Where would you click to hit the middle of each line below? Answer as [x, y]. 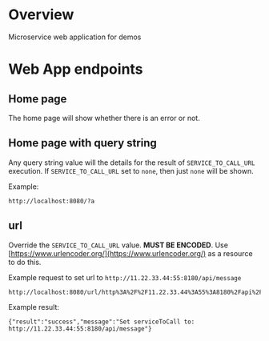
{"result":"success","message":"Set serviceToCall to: [102, 322]
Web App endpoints [76, 69]
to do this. [25, 262]
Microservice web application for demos [75, 37]
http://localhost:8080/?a [51, 201]
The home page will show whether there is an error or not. [104, 118]
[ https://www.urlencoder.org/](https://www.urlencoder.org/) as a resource [131, 253]
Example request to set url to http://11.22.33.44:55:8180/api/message [125, 277]
